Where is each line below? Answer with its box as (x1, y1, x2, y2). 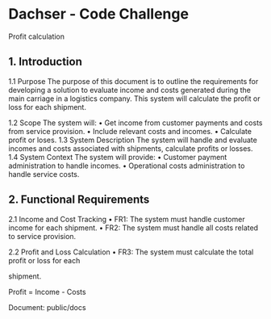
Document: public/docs (8, 302, 86, 312)
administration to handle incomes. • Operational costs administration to (8, 161, 245, 170)
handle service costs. (8, 169, 80, 178)
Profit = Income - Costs (8, 287, 86, 296)
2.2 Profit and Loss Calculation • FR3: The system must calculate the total (8, 247, 254, 257)
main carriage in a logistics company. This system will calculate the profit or (8, 94, 261, 103)
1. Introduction (8, 55, 82, 69)
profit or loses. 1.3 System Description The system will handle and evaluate (8, 135, 258, 145)
